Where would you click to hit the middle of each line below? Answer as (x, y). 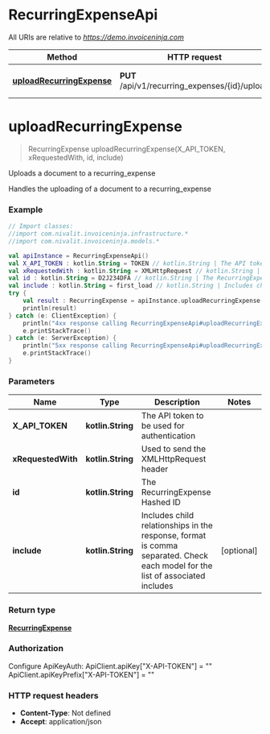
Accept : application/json (61, 722)
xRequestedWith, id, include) (76, 157)
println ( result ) (50, 308)
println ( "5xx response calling (75, 346)
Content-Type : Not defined (65, 713)
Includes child (168, 516)
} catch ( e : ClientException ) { (62, 316)
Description (177, 402)
